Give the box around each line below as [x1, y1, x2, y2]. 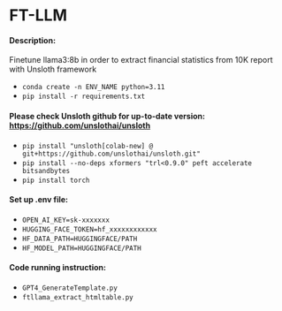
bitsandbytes [21, 166, 71, 175]
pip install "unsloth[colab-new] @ [21, 141, 154, 150]
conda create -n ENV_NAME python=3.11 [21, 83, 165, 92]
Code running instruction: [9, 262, 106, 273]
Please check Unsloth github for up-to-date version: [9, 110, 206, 121]
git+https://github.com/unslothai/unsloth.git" [21, 149, 201, 158]
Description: [9, 34, 56, 45]
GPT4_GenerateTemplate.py [21, 284, 118, 292]
